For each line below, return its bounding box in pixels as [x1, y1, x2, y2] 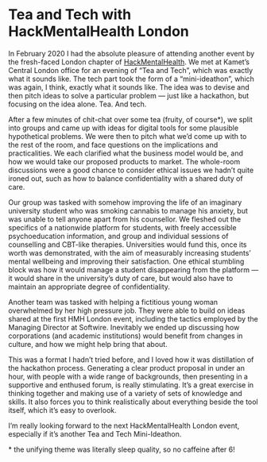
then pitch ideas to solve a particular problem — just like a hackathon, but [8, 90, 250, 100]
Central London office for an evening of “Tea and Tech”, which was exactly [8, 65, 253, 75]
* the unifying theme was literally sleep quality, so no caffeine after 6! [8, 445, 236, 454]
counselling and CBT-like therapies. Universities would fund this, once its [8, 240, 247, 249]
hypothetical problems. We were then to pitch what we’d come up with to [8, 131, 247, 141]
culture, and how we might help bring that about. [8, 339, 168, 348]
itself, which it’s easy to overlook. [8, 405, 117, 414]
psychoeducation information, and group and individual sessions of [8, 231, 229, 241]
